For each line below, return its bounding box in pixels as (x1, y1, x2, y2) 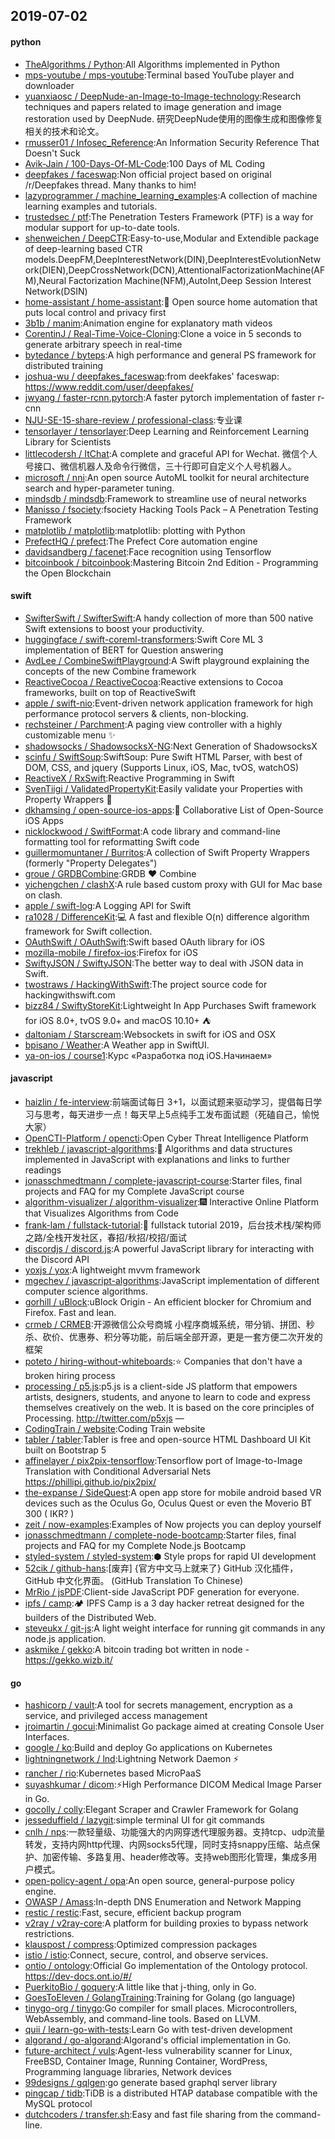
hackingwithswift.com (24, 989, 116, 1001)
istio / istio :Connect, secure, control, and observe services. (24, 1949, 269, 1961)
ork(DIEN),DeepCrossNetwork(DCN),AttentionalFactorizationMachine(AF (24, 264, 326, 276)
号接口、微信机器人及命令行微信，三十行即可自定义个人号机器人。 (24, 460, 297, 472)
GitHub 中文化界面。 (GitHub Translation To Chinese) (24, 1575, 244, 1586)
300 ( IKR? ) (24, 1508, 75, 1519)
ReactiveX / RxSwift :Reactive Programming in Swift (24, 772, 235, 784)
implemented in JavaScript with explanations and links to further (24, 1154, 290, 1165)
